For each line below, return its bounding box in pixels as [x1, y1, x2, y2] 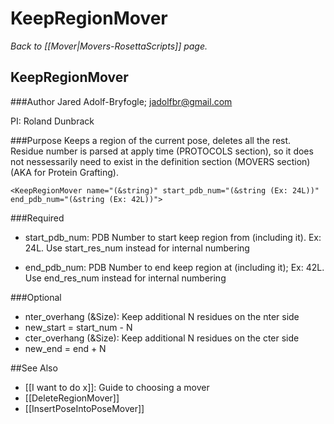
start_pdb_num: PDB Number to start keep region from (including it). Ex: [24, 231, 322, 243]
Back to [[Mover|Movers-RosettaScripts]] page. [10, 40, 208, 52]
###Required [10, 212, 65, 224]
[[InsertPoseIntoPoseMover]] [24, 402, 145, 414]
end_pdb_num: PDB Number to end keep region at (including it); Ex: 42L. [24, 261, 325, 273]
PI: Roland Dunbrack [10, 115, 95, 127]
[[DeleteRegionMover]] [24, 392, 120, 404]
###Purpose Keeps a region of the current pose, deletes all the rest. [10, 134, 292, 146]
